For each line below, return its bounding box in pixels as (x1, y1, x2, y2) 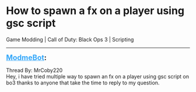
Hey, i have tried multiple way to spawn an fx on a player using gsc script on (6, 73, 190, 80)
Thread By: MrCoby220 (6, 66, 63, 74)
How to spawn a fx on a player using (6, 4, 185, 18)
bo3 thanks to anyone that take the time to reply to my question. (6, 79, 160, 86)
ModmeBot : (6, 53, 47, 62)
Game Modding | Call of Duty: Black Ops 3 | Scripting (6, 36, 134, 43)
